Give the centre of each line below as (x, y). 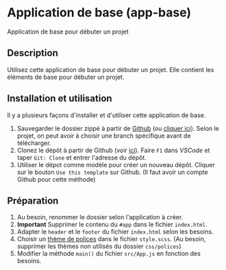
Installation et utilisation (60, 98)
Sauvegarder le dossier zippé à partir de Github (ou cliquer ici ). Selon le (118, 128)
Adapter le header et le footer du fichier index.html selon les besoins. (115, 232)
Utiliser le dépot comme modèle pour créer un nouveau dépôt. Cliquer (116, 164)
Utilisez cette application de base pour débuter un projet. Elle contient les (111, 69)
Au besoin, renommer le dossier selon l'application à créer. (100, 217)
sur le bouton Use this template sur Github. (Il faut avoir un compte (112, 172)
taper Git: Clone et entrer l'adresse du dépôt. (82, 157)
